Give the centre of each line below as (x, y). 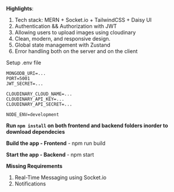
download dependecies (36, 132)
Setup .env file (24, 62)
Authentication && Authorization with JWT (66, 26)
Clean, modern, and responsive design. (63, 39)
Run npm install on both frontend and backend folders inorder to (87, 125)
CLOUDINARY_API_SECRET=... (39, 104)
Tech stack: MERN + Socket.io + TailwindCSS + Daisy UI (83, 20)
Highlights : (20, 9)
